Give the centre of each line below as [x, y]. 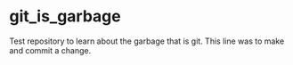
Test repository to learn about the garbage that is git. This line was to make [147, 41]
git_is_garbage [65, 16]
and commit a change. [50, 50]
